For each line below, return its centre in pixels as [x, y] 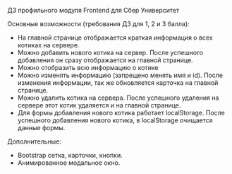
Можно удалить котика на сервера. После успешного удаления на [118, 98]
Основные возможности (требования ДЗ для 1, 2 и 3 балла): [98, 24]
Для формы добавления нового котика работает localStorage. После [121, 113]
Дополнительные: [35, 141]
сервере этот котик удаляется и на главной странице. [99, 105]
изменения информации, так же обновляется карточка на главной [118, 83]
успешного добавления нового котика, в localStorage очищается [115, 120]
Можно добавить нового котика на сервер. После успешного [110, 53]
